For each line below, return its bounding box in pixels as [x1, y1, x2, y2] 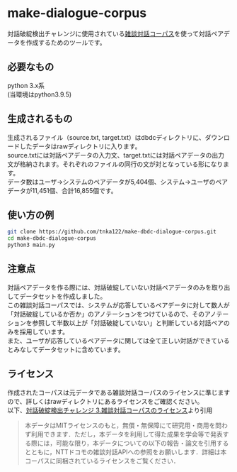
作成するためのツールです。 [25, 38, 106, 47]
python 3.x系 [7, 81, 45, 89]
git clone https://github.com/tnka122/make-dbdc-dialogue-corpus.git [7, 229, 217, 236]
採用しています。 [19, 327, 69, 336]
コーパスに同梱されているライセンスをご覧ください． [24, 456, 180, 465]
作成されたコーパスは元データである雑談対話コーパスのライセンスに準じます [7, 388, 231, 397]
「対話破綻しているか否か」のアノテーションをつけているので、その [7, 309, 205, 318]
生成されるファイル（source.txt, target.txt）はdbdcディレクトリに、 [7, 133, 205, 141]
